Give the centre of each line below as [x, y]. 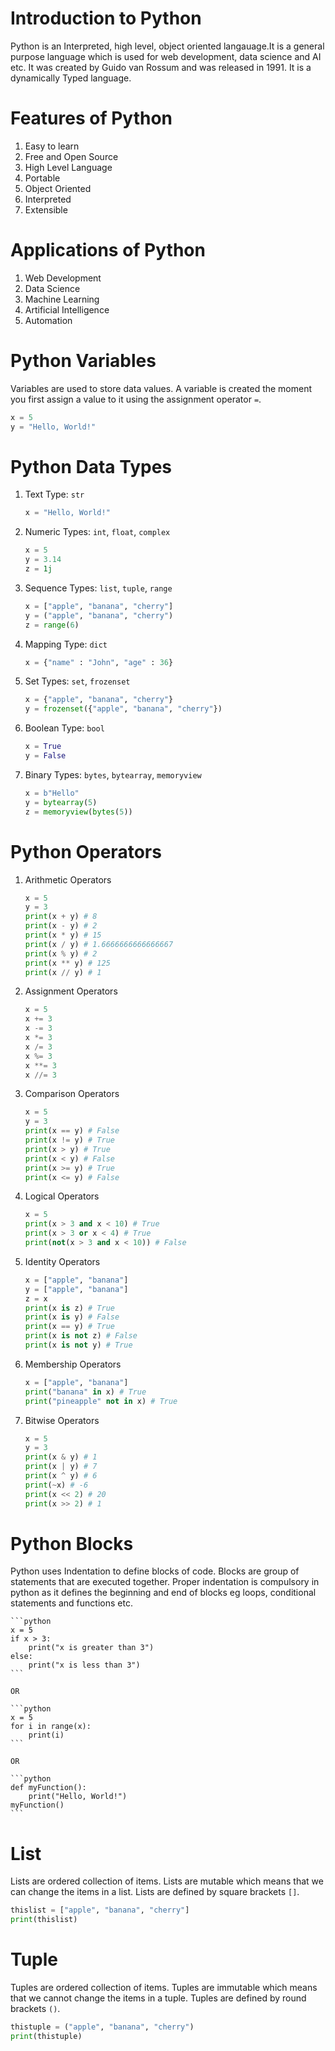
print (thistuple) [46, 2036]
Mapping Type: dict [66, 644]
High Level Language [68, 167]
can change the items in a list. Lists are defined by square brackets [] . [155, 1892]
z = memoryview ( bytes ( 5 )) [78, 812]
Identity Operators [62, 1261]
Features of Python [91, 118]
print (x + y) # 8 [61, 917]
